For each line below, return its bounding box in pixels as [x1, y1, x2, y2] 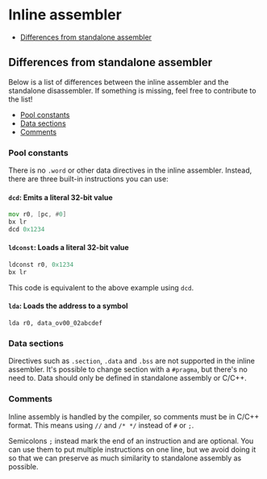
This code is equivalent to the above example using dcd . [8, 282, 194, 292]
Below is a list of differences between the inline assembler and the [8, 77, 229, 86]
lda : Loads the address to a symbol [8, 301, 128, 311]
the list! [8, 94, 33, 104]
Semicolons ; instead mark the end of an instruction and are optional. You [8, 435, 254, 445]
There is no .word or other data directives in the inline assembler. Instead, [8, 165, 252, 175]
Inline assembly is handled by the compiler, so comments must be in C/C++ [8, 411, 260, 421]
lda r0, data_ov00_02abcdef [8, 319, 103, 327]
